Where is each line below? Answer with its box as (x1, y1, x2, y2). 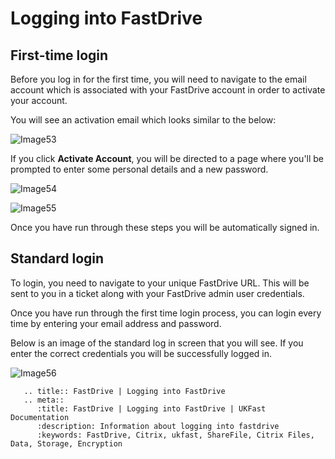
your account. (10, 95, 68, 106)
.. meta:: (23, 395, 65, 405)
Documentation (10, 412, 70, 422)
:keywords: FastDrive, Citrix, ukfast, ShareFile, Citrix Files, (36, 430, 315, 440)
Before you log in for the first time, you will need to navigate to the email (10, 73, 307, 85)
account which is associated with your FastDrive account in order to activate (10, 84, 326, 96)
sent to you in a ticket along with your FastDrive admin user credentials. (10, 287, 305, 299)
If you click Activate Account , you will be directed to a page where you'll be (10, 153, 325, 164)
